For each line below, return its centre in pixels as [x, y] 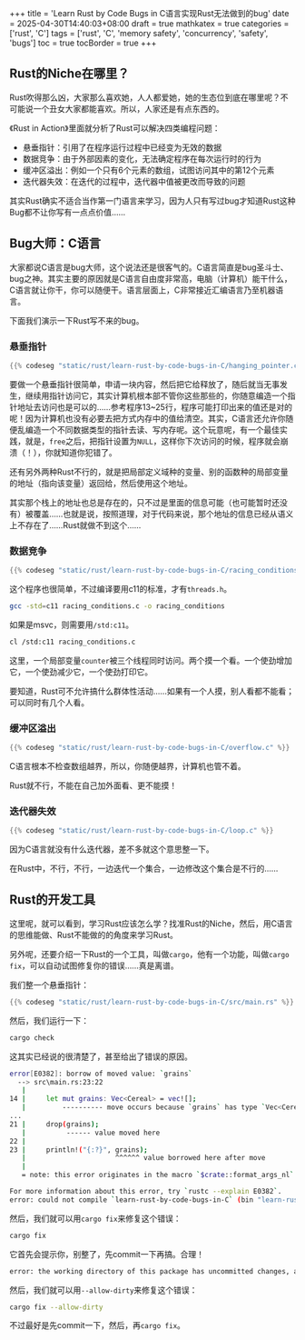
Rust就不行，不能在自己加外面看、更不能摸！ [93, 785]
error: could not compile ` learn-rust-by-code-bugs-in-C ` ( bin [132, 1200]
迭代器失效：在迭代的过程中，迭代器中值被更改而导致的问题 [134, 181]
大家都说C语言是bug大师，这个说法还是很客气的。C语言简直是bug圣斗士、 [149, 267]
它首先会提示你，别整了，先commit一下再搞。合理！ [107, 1254]
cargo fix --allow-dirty [56, 1307]
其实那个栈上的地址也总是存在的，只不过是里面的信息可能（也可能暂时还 [144, 502]
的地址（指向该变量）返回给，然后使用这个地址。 [101, 483]
